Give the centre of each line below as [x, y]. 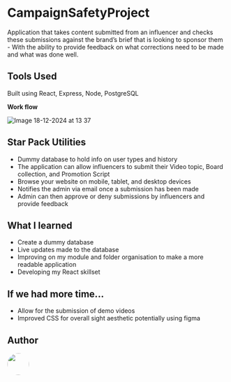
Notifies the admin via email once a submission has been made [108, 189]
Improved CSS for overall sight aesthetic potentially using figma [109, 318]
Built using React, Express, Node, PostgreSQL [73, 93]
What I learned [40, 225]
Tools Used [32, 76]
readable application [47, 265]
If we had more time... [56, 294]
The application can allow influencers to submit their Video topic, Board [120, 166]
